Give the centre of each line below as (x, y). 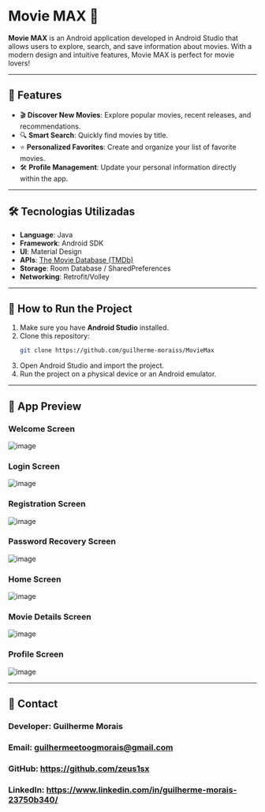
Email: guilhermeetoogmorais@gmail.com (91, 747)
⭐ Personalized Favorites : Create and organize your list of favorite (128, 147)
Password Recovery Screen (62, 541)
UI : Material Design (50, 251)
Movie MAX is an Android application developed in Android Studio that (123, 38)
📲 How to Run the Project (70, 308)
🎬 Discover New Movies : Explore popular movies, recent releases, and (135, 114)
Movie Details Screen (50, 617)
